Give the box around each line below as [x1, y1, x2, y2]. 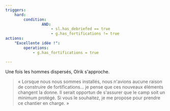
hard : [14, 12, 26, 17]
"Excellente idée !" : [14, 41, 60, 46]
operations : [23, 45, 49, 50]
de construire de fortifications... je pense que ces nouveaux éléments [17, 84, 164, 90]
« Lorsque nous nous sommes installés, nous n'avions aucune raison [17, 78, 163, 85]
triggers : [5, 7, 26, 13]
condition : [23, 17, 47, 22]
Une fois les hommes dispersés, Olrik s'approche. [5, 68, 110, 74]
